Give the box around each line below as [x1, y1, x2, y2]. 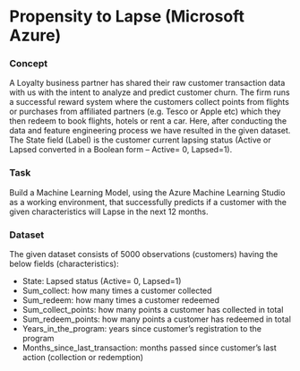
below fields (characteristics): [9, 258, 119, 270]
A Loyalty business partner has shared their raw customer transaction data [9, 78, 286, 89]
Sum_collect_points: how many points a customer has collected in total [21, 305, 284, 315]
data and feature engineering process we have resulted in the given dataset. [9, 125, 291, 136]
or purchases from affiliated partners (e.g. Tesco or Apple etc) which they [9, 106, 281, 117]
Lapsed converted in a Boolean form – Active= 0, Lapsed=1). [9, 144, 233, 155]
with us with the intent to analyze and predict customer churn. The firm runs [9, 87, 290, 98]
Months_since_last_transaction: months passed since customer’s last [21, 342, 278, 353]
